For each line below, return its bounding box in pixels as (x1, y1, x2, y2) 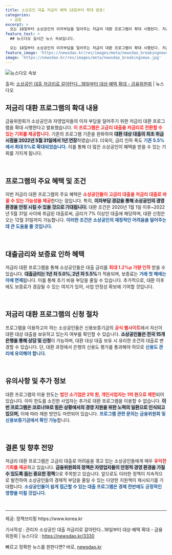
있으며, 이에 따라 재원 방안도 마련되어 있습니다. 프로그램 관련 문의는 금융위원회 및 (5, 410, 166, 416)
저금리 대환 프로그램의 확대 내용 (5, 103, 99, 112)
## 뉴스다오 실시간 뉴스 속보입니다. (10, 36, 75, 42)
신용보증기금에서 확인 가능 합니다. (5, 417, 71, 423)
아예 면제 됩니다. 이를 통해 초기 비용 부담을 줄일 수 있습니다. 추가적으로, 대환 (5, 277, 155, 283)
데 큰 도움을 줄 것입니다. (5, 223, 53, 229)
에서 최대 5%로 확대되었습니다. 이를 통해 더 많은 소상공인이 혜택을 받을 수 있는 (5, 144, 161, 150)
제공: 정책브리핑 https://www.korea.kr (5, 515, 83, 522)
